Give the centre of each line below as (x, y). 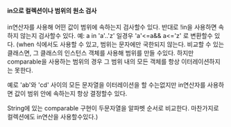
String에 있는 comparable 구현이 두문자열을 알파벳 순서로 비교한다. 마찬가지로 (113, 108)
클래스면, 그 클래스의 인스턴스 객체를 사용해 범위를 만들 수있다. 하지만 (101, 53)
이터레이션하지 (201, 61)
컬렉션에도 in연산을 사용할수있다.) (53, 117)
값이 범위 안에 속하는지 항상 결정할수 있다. (71, 94)
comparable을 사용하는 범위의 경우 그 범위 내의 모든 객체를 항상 (94, 61)
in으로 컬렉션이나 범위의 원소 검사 (52, 10)
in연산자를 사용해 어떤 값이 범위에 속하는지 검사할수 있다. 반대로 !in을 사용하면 (112, 27)
